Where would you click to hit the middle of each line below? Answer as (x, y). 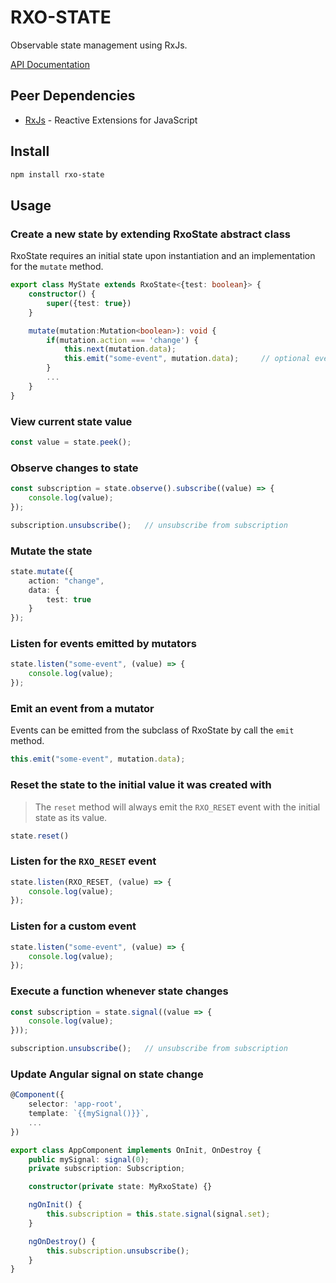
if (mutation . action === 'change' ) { (122, 340)
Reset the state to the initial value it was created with (141, 785)
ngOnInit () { (55, 1205)
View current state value (71, 421)
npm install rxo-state (57, 174)
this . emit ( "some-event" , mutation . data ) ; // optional (187, 359)
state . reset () (40, 836)
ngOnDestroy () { (62, 1241)
